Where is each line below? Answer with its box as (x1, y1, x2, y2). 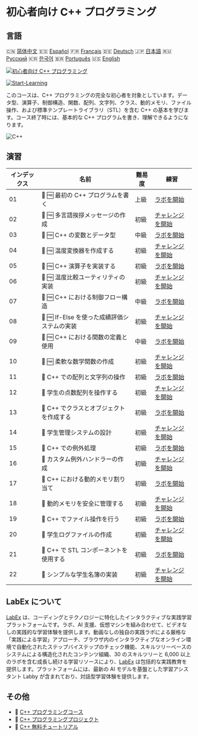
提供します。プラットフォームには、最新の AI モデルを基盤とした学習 (6, 665, 174, 672)
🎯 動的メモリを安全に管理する (41, 499, 124, 508)
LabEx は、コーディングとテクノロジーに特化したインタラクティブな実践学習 (6, 614, 192, 621)
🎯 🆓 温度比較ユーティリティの (41, 273, 126, 281)
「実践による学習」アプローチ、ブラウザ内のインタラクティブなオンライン (6, 635, 186, 643)
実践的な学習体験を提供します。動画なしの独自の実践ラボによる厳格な (16, 628, 187, 635)
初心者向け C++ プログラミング (6, 5, 157, 19)
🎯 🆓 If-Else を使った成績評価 (41, 313, 123, 321)
